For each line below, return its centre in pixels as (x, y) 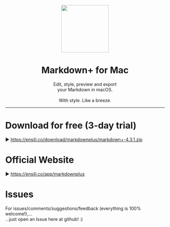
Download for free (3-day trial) (71, 126)
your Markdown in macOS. (85, 89)
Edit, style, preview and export (85, 84)
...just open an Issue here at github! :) (44, 219)
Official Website (40, 160)
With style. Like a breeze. (85, 100)
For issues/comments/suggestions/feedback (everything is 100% (73, 208)
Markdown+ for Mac (85, 70)
